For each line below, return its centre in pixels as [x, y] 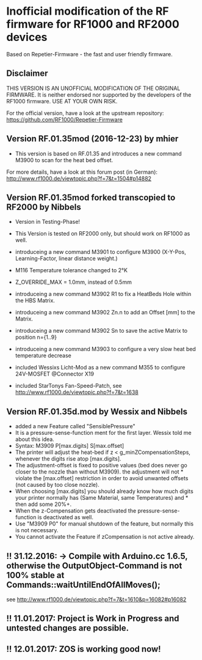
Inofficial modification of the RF [88, 11]
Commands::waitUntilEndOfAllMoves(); [83, 584]
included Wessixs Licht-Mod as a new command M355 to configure [100, 368]
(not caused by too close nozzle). [57, 485]
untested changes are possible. [68, 628]
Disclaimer [27, 74]
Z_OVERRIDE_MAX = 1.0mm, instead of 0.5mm [74, 282]
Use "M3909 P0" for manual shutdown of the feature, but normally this [104, 524]
